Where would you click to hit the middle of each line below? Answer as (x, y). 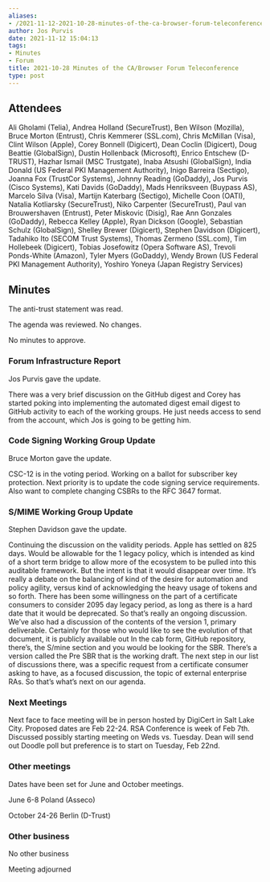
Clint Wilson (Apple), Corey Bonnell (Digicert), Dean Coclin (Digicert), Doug (133, 145)
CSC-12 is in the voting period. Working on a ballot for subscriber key (123, 474)
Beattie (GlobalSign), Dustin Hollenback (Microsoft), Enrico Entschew (123, 153)
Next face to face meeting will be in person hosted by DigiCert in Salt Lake (131, 720)
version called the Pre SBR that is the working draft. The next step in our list (133, 656)
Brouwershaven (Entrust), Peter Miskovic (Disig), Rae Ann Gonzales (120, 213)
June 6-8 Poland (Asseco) (52, 800)
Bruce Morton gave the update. (60, 458)
